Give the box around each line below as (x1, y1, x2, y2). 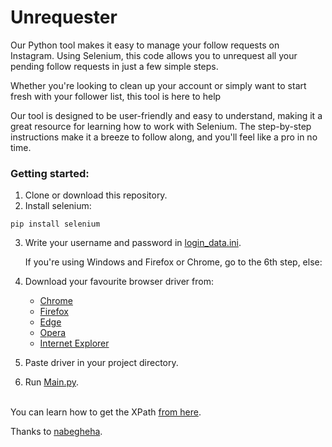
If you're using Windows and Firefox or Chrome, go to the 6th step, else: (24, 256, 323, 268)
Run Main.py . (24, 376, 80, 388)
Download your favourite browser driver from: (24, 276, 214, 288)
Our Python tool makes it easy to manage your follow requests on (10, 39, 280, 51)
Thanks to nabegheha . (10, 426, 103, 438)
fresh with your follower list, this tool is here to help (10, 90, 222, 102)
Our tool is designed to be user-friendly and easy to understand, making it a (10, 109, 323, 121)
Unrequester (10, 6, 118, 29)
